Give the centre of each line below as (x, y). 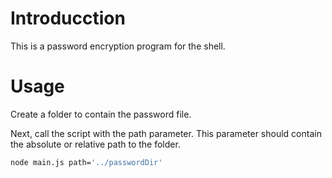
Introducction (68, 18)
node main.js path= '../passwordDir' (86, 162)
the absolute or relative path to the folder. (95, 144)
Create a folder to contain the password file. (101, 114)
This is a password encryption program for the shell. (118, 46)
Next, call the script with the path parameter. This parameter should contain (166, 133)
